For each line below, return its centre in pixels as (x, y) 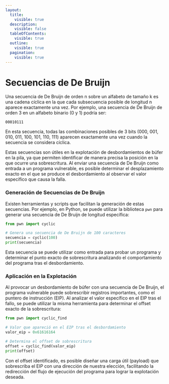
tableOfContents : (28, 34)
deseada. (15, 377)
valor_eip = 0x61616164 (30, 332)
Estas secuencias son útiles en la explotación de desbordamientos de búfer (84, 152)
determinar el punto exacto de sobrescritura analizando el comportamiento (84, 258)
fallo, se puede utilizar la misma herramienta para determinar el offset (78, 304)
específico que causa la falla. (36, 179)
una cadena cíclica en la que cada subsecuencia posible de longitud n (79, 102)
